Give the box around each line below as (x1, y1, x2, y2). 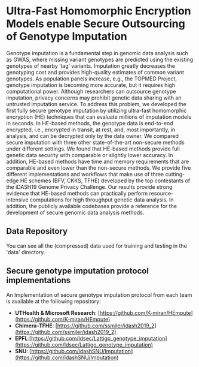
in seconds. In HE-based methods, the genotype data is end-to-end (6, 119, 173, 127)
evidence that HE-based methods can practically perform (6, 189, 148, 197)
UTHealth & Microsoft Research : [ (14, 309, 100, 316)
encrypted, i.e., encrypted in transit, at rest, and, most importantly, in (6, 126, 176, 133)
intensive (6, 196, 29, 203)
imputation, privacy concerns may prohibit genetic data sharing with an (6, 94, 182, 101)
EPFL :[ (14, 335, 32, 342)
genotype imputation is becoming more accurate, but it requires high (6, 81, 176, 88)
